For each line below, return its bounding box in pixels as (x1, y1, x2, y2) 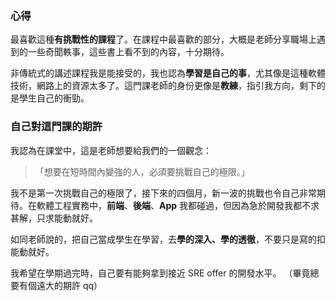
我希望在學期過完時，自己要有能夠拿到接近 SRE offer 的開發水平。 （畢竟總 (10, 267, 320, 279)
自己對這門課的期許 (10, 120, 103, 134)
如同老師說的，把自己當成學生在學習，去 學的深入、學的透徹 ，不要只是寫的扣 (10, 233, 326, 245)
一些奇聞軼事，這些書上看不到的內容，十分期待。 (27, 46, 230, 58)
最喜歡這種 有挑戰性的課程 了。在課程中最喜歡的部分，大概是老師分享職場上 (10, 33, 317, 46)
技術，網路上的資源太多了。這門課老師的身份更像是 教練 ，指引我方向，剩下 (10, 80, 317, 92)
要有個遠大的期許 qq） (10, 279, 103, 291)
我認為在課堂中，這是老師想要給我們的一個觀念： (10, 144, 212, 156)
